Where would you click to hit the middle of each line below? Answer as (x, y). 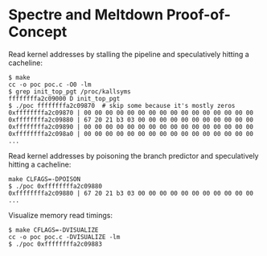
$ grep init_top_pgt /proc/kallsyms (70, 91)
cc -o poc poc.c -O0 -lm (50, 85)
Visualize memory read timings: (60, 215)
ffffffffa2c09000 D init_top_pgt (64, 98)
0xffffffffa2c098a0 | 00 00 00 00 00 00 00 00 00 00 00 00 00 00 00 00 (131, 134)
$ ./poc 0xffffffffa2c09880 (55, 186)
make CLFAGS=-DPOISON (45, 179)
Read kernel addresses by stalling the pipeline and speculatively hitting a (129, 54)
